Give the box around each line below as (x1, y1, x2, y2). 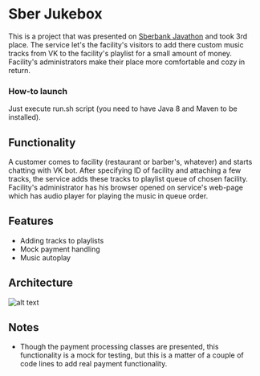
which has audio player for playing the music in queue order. (8, 191, 209, 201)
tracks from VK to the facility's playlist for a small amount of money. (8, 48, 233, 58)
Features (8, 215, 54, 228)
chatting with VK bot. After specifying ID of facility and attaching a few (8, 166, 242, 175)
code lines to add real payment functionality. (19, 359, 168, 369)
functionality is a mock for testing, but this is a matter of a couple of (19, 350, 245, 360)
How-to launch (8, 85, 68, 96)
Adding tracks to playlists (19, 235, 104, 245)
